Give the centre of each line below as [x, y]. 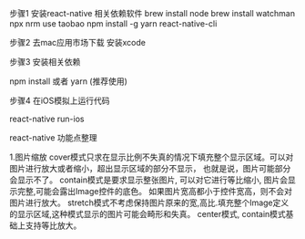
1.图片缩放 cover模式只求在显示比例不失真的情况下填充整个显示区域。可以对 [152, 157]
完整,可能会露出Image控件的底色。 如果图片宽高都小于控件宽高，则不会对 [155, 191]
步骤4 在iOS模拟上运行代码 [60, 100]
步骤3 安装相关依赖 [45, 62]
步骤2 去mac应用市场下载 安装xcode [77, 42]
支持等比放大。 [53, 225]
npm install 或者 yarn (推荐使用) [68, 81]
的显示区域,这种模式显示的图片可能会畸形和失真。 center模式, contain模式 [148, 214]
